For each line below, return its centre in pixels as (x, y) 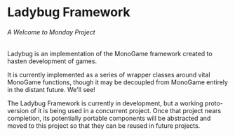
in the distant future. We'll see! (52, 90)
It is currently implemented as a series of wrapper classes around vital (109, 75)
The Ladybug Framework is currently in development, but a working (105, 103)
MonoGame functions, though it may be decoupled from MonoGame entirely (117, 82)
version (18, 111)
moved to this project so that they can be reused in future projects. (104, 126)
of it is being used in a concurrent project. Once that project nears (126, 111)
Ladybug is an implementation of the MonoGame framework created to (110, 54)
